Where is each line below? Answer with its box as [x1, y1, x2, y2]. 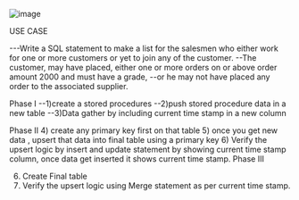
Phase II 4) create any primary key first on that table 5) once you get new [9, 125, 278, 136]
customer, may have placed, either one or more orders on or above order [9, 62, 278, 72]
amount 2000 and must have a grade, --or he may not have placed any [9, 71, 270, 82]
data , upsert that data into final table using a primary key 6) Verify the [9, 135, 268, 145]
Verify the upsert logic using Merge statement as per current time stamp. [21, 180, 291, 191]
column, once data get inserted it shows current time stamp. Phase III [9, 154, 265, 164]
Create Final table [21, 171, 87, 181]
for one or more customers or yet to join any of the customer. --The [9, 53, 257, 62]
